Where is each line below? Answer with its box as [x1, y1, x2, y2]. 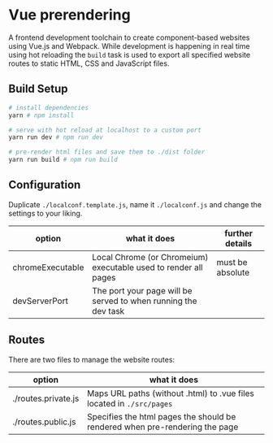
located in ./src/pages [86, 397, 173, 409]
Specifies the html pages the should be [86, 410, 236, 422]
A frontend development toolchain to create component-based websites [8, 33, 250, 42]
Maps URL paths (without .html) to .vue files [86, 388, 254, 399]
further [224, 228, 253, 239]
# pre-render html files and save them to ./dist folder [8, 148, 206, 156]
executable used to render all [92, 262, 203, 273]
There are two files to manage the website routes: [8, 354, 175, 364]
